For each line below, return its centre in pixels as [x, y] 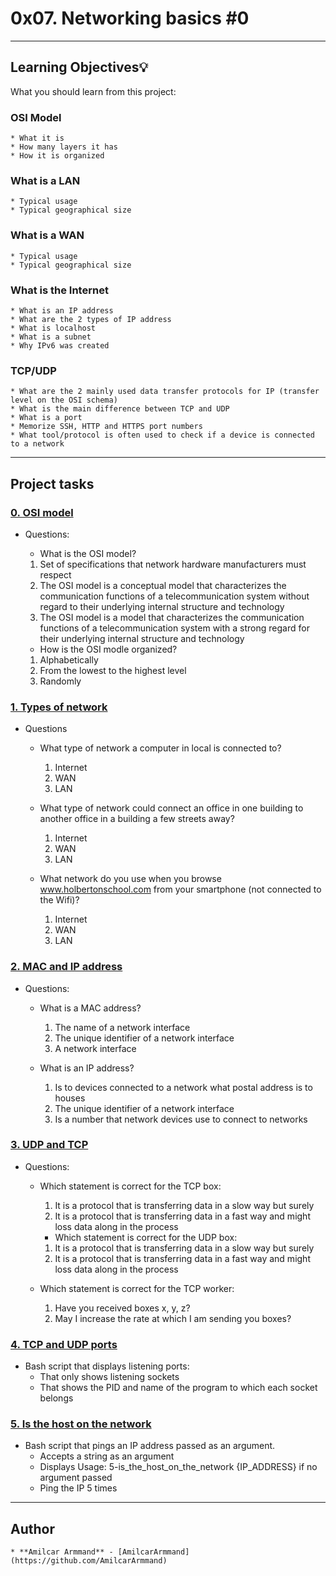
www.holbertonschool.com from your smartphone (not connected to [180, 889]
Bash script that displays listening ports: [107, 1366]
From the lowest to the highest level [113, 670]
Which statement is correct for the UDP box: [146, 1237]
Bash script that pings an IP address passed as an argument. [150, 1446]
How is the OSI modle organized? [108, 649]
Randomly [60, 681]
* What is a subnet [51, 337]
